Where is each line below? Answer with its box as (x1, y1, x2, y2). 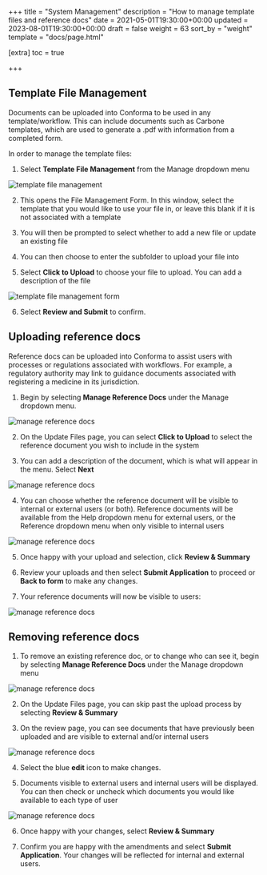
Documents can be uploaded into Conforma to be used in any (8, 107, 212, 117)
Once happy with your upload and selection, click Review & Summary (19, 552, 251, 561)
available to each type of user (19, 796, 118, 805)
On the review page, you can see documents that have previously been (19, 724, 255, 733)
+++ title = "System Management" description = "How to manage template (8, 7, 255, 16)
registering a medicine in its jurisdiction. (8, 376, 140, 387)
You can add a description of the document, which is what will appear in (19, 456, 258, 465)
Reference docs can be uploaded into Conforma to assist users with (8, 351, 233, 361)
